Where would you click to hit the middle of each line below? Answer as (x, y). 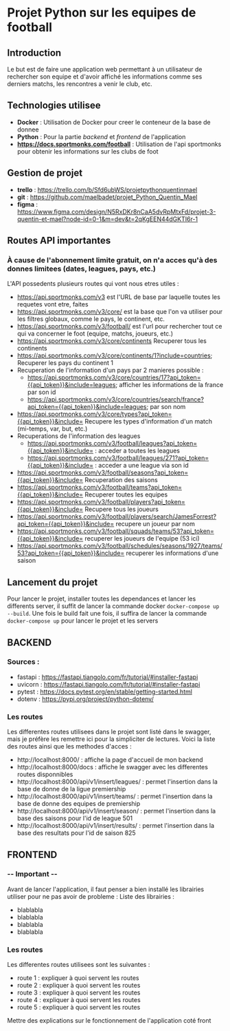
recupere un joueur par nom (156, 524)
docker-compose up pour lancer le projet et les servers (83, 621)
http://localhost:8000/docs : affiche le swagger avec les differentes (112, 767)
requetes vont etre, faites (53, 304)
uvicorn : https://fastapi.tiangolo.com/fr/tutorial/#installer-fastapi (108, 684)
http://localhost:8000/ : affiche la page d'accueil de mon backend (110, 760)
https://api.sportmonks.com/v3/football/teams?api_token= (99, 488)
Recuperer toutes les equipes (126, 494)
